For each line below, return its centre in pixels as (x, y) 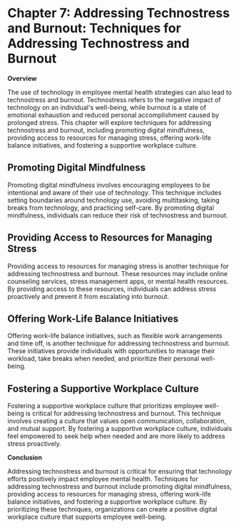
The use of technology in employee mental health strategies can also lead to (120, 92)
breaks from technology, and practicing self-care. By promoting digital (111, 208)
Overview (22, 78)
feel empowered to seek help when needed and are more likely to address (116, 436)
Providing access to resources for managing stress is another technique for (118, 266)
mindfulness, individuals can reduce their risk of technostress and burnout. (118, 215)
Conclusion (25, 457)
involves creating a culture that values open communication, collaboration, (117, 421)
